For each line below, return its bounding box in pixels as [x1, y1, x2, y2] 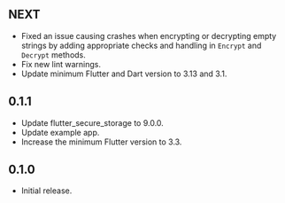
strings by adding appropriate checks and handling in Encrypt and [20, 40, 262, 51]
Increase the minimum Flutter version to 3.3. [20, 137, 182, 147]
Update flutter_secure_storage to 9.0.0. [20, 117, 165, 128]
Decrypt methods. [20, 49, 86, 60]
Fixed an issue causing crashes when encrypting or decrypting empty [20, 30, 277, 41]
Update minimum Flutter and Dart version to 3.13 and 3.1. [20, 68, 227, 79]
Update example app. [20, 127, 100, 137]
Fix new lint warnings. [20, 59, 101, 69]
